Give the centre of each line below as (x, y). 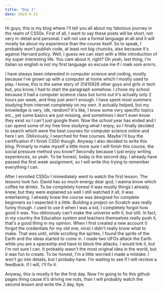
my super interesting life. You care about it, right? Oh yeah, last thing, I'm (78, 59)
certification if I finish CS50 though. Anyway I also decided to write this (76, 141)
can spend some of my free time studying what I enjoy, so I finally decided (80, 125)
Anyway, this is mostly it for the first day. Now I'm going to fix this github (78, 274)
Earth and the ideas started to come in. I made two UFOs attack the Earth (78, 238)
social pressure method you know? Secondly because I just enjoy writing (78, 151)
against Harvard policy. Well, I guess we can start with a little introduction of (81, 54)
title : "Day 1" (20, 10)
